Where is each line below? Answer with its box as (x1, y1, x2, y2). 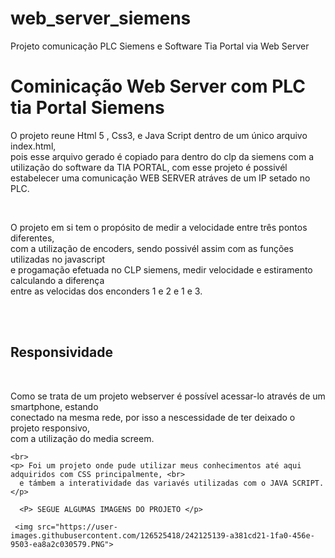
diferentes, (10, 232, 55, 244)
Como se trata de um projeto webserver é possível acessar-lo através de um (10, 390, 326, 402)
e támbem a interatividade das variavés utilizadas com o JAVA (19, 478, 288, 488)
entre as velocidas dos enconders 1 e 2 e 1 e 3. (10, 285, 203, 297)
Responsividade (10, 344, 113, 361)
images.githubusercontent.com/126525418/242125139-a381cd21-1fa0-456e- (10, 530, 315, 541)
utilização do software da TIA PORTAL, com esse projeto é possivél (10, 161, 288, 173)
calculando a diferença (10, 274, 105, 286)
